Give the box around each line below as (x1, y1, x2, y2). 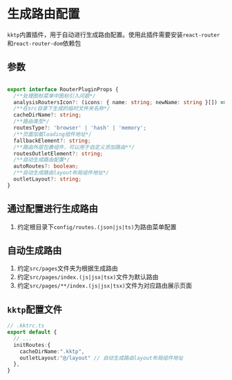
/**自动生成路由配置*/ (13, 157, 70, 163)
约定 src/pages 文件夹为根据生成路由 (17, 264, 119, 272)
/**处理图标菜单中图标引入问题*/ (13, 92, 96, 99)
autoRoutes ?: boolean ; (13, 163, 79, 170)
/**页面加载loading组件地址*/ (13, 130, 92, 138)
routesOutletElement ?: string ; (13, 150, 104, 157)
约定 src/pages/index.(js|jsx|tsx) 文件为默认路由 (17, 273, 159, 281)
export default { (7, 329, 57, 336)
